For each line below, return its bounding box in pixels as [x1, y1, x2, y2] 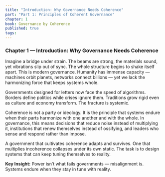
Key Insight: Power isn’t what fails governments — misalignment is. [5, 161, 144, 167]
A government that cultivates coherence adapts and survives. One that [5, 140, 151, 146]
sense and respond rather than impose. [5, 131, 86, 137]
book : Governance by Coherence [5, 21, 70, 26]
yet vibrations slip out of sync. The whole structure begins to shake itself [5, 63, 155, 70]
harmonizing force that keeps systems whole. [5, 79, 99, 85]
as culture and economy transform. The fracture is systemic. [5, 100, 130, 106]
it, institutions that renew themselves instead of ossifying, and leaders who [5, 125, 159, 131]
